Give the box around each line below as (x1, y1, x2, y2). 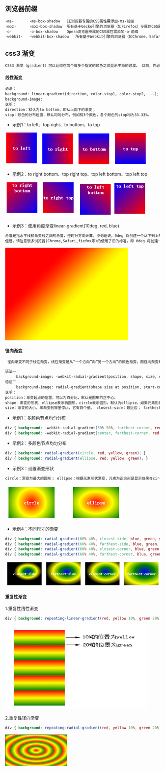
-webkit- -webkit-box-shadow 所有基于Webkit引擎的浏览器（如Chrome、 (5, 34, 150, 39)
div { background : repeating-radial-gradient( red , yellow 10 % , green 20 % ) (5, 726, 162, 731)
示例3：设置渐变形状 (12, 465, 54, 471)
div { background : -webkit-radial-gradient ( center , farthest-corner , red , (5, 431, 162, 436)
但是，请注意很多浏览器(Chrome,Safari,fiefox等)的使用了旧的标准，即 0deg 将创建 (5, 239, 158, 244)
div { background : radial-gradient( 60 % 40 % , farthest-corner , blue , (5, 552, 148, 557)
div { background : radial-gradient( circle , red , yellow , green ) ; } (5, 451, 146, 456)
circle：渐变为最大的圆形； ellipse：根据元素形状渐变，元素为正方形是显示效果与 (5, 476, 153, 481)
